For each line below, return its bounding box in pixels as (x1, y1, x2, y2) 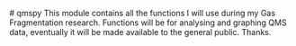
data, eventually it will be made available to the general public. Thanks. (9, 27, 272, 37)
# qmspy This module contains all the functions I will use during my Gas (9, 8, 276, 18)
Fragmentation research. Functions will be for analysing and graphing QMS (9, 17, 287, 28)
